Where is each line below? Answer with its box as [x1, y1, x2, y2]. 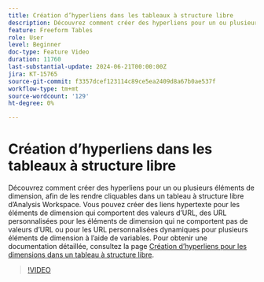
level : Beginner [8, 41, 61, 49]
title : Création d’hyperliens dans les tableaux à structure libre [8, 11, 234, 20]
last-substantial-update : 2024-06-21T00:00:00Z [8, 63, 167, 71]
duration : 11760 [8, 56, 61, 64]
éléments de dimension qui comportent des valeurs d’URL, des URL [8, 208, 227, 217]
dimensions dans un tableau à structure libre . [8, 250, 155, 260]
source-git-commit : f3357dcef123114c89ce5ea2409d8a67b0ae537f [8, 77, 216, 85]
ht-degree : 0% [8, 99, 55, 107]
